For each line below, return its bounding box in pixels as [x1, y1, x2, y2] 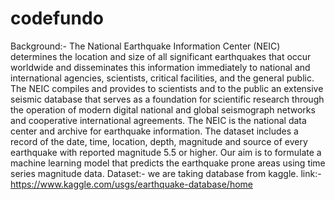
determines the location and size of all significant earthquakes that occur [10, 50, 312, 62]
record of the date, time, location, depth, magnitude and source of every [10, 135, 308, 147]
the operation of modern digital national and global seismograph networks [10, 103, 316, 116]
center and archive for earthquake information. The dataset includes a [10, 125, 299, 137]
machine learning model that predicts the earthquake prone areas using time [10, 157, 326, 169]
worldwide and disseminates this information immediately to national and [10, 61, 311, 73]
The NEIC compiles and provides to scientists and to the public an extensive [10, 82, 324, 94]
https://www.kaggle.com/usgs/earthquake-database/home [10, 178, 253, 190]
